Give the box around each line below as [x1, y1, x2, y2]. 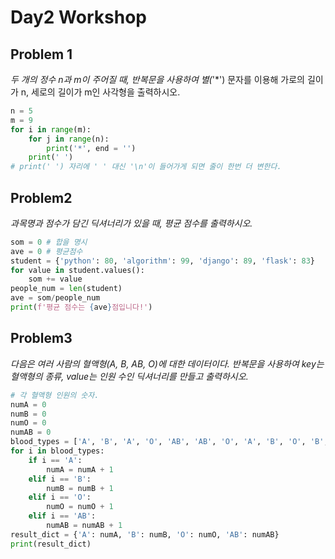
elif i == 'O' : [28, 492, 92, 503]
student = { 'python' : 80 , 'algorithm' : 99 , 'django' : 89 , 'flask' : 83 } [10, 256, 315, 266]
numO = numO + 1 [46, 502, 114, 512]
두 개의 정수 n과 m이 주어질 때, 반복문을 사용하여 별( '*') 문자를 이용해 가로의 [10, 74, 305, 85]
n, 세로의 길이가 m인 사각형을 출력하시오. [20, 86, 181, 98]
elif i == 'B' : [28, 474, 92, 484]
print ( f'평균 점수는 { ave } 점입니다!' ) [10, 302, 153, 313]
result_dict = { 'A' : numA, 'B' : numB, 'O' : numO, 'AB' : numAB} [10, 529, 280, 540]
